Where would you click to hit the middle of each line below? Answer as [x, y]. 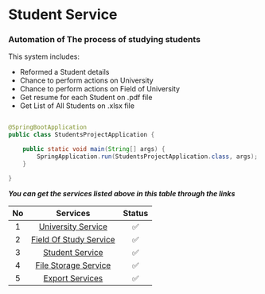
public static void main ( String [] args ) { [94, 149]
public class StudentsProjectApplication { [82, 135]
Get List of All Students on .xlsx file [77, 106]
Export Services [73, 278]
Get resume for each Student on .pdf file [86, 98]
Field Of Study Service [73, 239]
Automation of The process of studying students [105, 40]
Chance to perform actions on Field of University [100, 89]
